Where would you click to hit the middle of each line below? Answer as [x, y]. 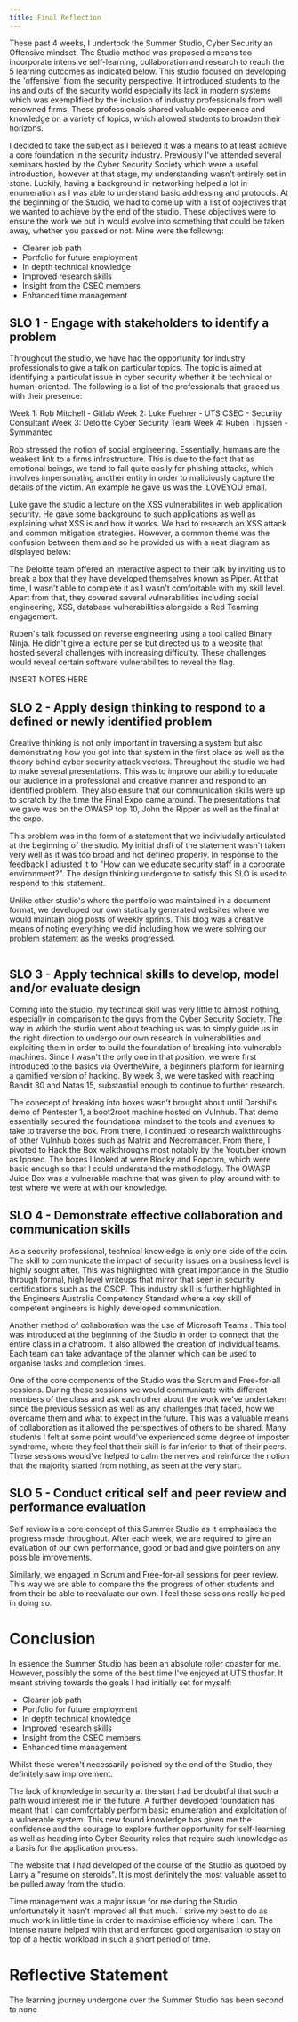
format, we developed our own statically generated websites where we [139, 910]
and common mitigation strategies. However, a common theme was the [140, 533]
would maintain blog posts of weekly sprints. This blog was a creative [137, 919]
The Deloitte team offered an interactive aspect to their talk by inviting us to [148, 569]
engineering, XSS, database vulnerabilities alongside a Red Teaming [134, 607]
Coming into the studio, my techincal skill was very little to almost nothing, [145, 1010]
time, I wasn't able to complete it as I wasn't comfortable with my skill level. [147, 588]
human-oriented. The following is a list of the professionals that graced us [145, 387]
